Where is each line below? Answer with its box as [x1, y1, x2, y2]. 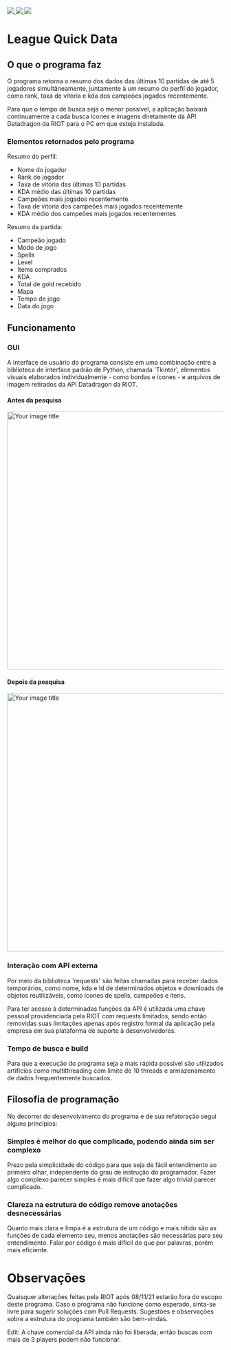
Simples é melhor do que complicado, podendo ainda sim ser [7, 1136, 215, 1146]
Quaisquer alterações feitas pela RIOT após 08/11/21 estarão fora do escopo [7, 1293, 222, 1301]
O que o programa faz [7, 58, 102, 70]
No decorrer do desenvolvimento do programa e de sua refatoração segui [7, 1112, 217, 1120]
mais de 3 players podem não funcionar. [7, 1336, 122, 1344]
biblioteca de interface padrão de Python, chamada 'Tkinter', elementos [7, 365, 211, 374]
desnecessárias [7, 1208, 62, 1218]
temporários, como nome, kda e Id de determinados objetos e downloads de [7, 984, 223, 992]
